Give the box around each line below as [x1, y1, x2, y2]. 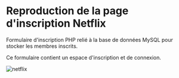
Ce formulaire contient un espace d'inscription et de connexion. [6, 54, 161, 61]
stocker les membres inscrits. [6, 43, 78, 50]
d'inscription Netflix [6, 17, 106, 30]
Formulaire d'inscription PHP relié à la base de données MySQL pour [6, 36, 173, 43]
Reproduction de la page [6, 4, 129, 18]
